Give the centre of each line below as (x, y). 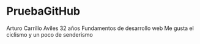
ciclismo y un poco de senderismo (50, 34)
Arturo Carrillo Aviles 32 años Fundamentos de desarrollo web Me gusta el (100, 28)
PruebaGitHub (43, 11)
